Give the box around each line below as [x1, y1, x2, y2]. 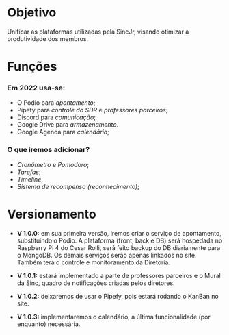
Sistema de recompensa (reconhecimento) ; [16, 182, 140, 190]
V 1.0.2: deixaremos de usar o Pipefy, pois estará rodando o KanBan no [16, 292, 219, 300]
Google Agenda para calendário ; [16, 128, 109, 136]
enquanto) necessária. [16, 320, 81, 328]
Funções [7, 59, 57, 75]
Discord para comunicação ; [16, 113, 96, 121]
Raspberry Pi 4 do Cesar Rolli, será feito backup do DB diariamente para [16, 243, 221, 251]
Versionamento [7, 206, 97, 222]
